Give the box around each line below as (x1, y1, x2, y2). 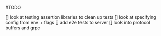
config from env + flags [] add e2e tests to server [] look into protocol (5, 20, 150, 25)
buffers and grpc (5, 25, 41, 31)
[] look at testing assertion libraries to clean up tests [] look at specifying (5, 14, 156, 20)
